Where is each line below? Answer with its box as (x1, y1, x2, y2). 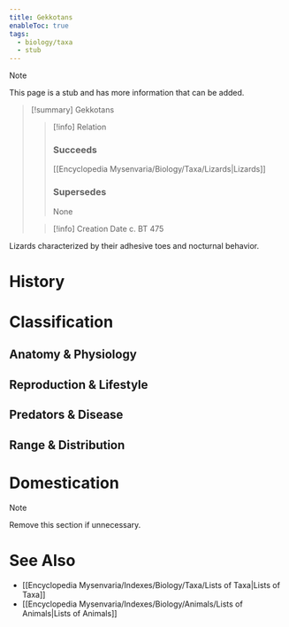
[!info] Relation (52, 121, 107, 133)
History (9, 271, 65, 291)
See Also (9, 550, 76, 570)
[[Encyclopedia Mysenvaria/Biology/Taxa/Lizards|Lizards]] (52, 164, 267, 174)
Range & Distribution (9, 437, 125, 453)
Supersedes (52, 186, 107, 198)
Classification (9, 312, 113, 332)
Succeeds (52, 143, 97, 156)
